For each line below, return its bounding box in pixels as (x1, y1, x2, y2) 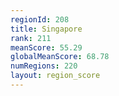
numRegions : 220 (10, 61, 78, 71)
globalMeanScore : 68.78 (10, 52, 110, 62)
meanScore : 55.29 (10, 42, 83, 53)
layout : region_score (10, 71, 101, 81)
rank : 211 (10, 33, 52, 43)
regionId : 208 (10, 14, 70, 25)
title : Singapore (10, 24, 83, 34)
